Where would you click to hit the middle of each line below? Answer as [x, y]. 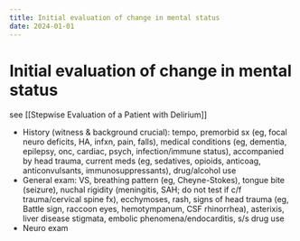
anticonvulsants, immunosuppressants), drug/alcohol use [129, 171]
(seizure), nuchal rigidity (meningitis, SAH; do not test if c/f [132, 190]
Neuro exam [45, 228]
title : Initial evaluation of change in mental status [115, 18]
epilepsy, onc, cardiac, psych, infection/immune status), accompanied [153, 152]
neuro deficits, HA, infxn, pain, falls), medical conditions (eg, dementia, [155, 142]
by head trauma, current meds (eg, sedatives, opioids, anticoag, [141, 161]
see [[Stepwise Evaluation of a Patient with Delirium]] [108, 115]
